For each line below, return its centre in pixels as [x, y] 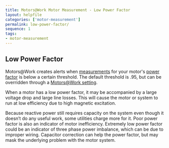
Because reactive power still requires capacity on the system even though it [84, 113]
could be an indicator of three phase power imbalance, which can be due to [84, 129]
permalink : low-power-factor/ [37, 24]
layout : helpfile [24, 15]
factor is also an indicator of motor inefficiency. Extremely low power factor [84, 124]
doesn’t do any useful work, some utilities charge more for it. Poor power [81, 118]
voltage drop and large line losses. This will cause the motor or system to [82, 97]
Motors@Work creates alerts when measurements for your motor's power [82, 71]
